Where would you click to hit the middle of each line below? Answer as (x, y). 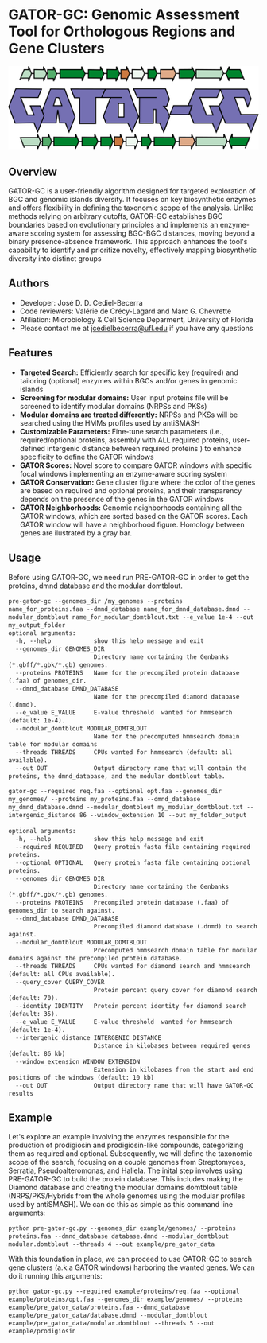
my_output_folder (37, 625)
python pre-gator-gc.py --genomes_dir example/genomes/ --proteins (122, 1228)
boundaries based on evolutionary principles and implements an (113, 225)
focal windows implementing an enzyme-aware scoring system (124, 473)
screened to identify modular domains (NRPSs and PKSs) (113, 406)
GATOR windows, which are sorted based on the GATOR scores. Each (134, 516)
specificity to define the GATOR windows (87, 457)
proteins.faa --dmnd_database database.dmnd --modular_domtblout (118, 1236)
